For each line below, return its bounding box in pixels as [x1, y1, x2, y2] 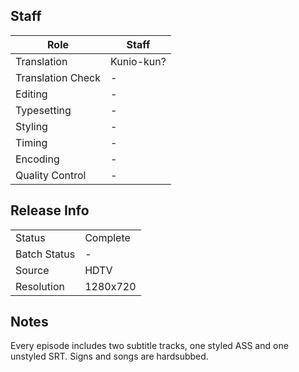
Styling [15, 119, 48, 133]
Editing [15, 87, 48, 101]
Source [15, 263, 50, 277]
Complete [84, 230, 131, 244]
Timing [15, 135, 48, 149]
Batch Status [15, 247, 76, 261]
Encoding [15, 152, 60, 166]
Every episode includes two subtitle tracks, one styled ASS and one [10, 340, 289, 352]
